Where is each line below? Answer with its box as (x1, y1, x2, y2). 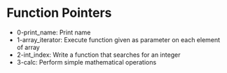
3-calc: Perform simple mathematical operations (16, 58, 157, 66)
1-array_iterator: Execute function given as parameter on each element (16, 35, 221, 44)
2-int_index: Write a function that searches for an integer (16, 51, 181, 59)
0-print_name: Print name (16, 28, 91, 36)
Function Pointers (6, 5, 112, 21)
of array (16, 43, 40, 51)
